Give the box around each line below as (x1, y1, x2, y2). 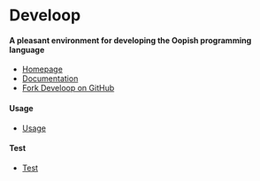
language (9, 44, 45, 55)
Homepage (21, 64, 64, 75)
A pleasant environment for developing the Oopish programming (9, 34, 252, 45)
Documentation (21, 73, 79, 84)
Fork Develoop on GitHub (21, 83, 115, 94)
